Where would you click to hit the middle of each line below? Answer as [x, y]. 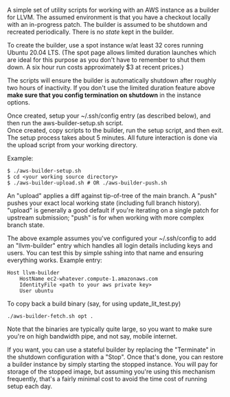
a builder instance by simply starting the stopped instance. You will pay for [113, 364]
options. [19, 102]
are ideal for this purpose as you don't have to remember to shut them [106, 60]
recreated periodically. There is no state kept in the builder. [91, 32]
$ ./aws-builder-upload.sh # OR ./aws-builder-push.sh [87, 183]
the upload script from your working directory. [72, 145]
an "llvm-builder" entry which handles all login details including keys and [110, 246]
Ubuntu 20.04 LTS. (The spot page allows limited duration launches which [112, 52]
